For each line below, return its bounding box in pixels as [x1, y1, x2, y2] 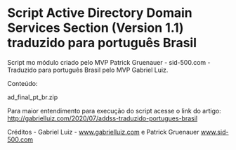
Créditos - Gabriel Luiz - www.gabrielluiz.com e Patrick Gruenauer [7, 127, 199, 136]
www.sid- [200, 127, 229, 136]
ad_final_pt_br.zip [7, 93, 58, 101]
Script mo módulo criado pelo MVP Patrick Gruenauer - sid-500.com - [7, 58, 211, 66]
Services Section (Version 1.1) [7, 20, 184, 36]
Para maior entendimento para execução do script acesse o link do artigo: [7, 106, 221, 115]
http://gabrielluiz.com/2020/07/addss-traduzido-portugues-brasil [7, 114, 198, 123]
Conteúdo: [7, 79, 38, 87]
